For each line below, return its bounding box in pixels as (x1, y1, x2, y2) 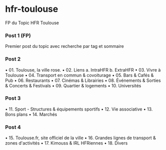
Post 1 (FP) (5, 32, 31, 39)
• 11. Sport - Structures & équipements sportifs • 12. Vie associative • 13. (5, 106, 153, 112)
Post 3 (5, 95, 21, 102)
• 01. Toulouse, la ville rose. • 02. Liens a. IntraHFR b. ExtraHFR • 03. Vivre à (5, 67, 161, 73)
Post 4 (5, 123, 21, 130)
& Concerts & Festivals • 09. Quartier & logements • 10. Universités (5, 82, 142, 88)
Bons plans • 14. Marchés (5, 111, 57, 117)
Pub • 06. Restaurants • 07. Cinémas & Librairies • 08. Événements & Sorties (5, 77, 161, 83)
